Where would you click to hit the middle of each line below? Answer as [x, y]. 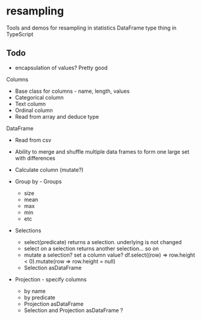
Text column [30, 104]
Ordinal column [34, 110]
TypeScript [20, 34]
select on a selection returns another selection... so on [91, 248]
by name [35, 291]
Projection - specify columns [51, 279]
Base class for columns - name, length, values [72, 91]
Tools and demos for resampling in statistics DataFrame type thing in [91, 28]
